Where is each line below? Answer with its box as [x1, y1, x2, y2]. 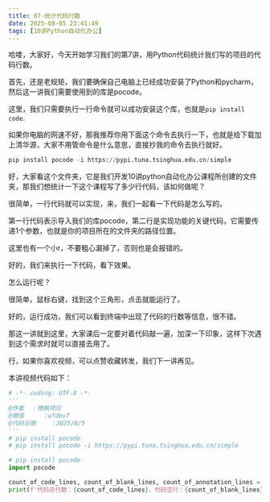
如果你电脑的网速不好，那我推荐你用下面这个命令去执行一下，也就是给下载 [8, 130, 255, 139]
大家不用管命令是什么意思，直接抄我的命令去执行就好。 [43, 140, 227, 150]
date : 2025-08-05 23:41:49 [8, 19, 99, 27]
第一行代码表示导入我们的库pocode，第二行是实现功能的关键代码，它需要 [8, 216, 252, 226]
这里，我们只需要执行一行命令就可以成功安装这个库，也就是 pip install [8, 104, 245, 114]
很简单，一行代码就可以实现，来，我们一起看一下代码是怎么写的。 [8, 199, 227, 209]
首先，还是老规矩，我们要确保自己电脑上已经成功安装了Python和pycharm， [8, 77, 259, 87]
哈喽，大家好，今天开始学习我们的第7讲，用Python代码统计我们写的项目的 [8, 50, 255, 60]
